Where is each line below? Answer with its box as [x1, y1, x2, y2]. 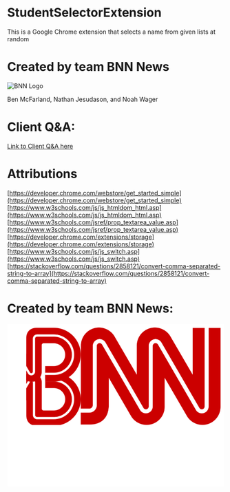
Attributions [7, 167, 78, 182]
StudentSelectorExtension [7, 5, 162, 21]
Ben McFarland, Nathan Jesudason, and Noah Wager [7, 95, 158, 103]
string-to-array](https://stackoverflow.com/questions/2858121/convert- [7, 269, 210, 277]
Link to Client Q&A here [7, 142, 74, 150]
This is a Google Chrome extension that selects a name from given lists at [7, 28, 216, 36]
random [7, 34, 30, 43]
